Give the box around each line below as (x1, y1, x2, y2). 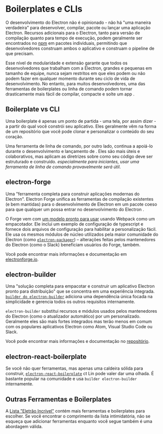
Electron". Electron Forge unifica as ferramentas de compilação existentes (5, 196, 154, 202)
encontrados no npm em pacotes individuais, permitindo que (5, 40, 128, 46)
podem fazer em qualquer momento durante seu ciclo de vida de (5, 75, 135, 81)
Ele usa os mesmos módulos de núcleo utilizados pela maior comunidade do (5, 231, 159, 237)
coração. (5, 133, 23, 139)
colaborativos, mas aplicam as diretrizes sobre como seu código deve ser (5, 153, 153, 159)
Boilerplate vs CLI (5, 105, 60, 113)
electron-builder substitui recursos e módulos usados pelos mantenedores (5, 308, 157, 314)
